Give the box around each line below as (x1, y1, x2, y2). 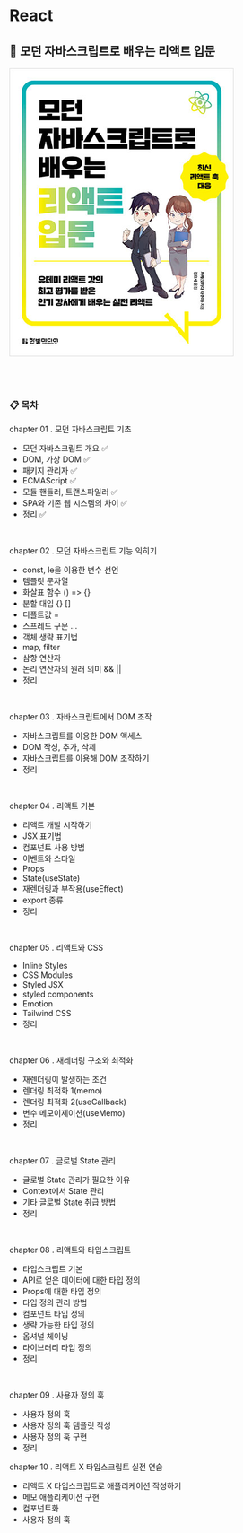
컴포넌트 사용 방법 (22, 842, 85, 853)
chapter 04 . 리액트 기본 (9, 800, 96, 812)
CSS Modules (22, 970, 74, 980)
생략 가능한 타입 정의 (22, 1320, 95, 1330)
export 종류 (22, 894, 65, 906)
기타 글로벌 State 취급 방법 (22, 1197, 117, 1207)
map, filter (22, 642, 61, 653)
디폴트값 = (22, 609, 60, 620)
